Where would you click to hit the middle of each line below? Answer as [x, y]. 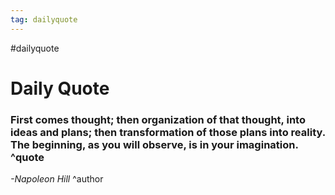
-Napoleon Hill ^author [57, 179]
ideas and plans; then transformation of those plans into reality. [168, 132]
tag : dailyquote [44, 19]
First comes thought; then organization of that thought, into [158, 119]
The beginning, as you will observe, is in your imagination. [154, 144]
